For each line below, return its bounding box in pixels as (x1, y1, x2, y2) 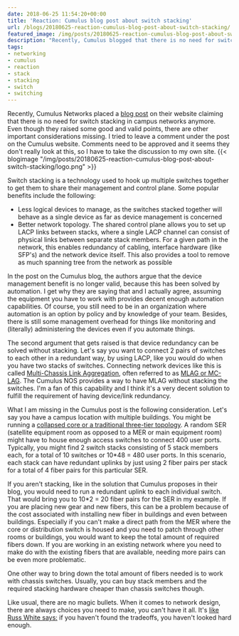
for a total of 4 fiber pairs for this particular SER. (7, 466, 148, 474)
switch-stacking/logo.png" (7, 162, 86, 171)
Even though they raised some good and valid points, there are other (7, 125, 208, 133)
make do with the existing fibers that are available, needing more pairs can (7, 548, 226, 556)
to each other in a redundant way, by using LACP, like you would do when (7, 354, 223, 363)
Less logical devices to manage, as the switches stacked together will (17, 205, 223, 214)
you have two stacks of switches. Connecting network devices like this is (7, 361, 222, 370)
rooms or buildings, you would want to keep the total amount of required (7, 533, 219, 541)
